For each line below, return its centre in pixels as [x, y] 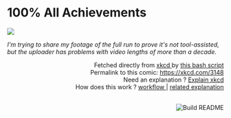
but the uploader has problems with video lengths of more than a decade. [112, 51]
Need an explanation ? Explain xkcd [174, 80]
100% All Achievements [77, 13]
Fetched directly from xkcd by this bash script [159, 65]
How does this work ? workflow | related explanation [150, 86]
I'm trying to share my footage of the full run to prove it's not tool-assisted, [113, 44]
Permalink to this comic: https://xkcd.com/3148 [157, 72]
